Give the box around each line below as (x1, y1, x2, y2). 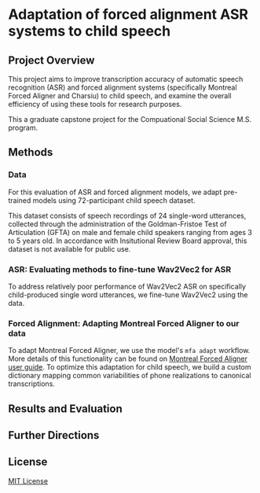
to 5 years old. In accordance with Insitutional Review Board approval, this (8, 236, 247, 245)
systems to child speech (8, 22, 171, 40)
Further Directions (8, 429, 100, 442)
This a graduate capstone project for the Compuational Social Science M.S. (8, 115, 252, 123)
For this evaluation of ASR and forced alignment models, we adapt (8, 187, 222, 197)
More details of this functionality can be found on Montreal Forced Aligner (8, 354, 247, 363)
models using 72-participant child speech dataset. (32, 195, 196, 205)
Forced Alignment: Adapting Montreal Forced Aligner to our (8, 318, 240, 329)
